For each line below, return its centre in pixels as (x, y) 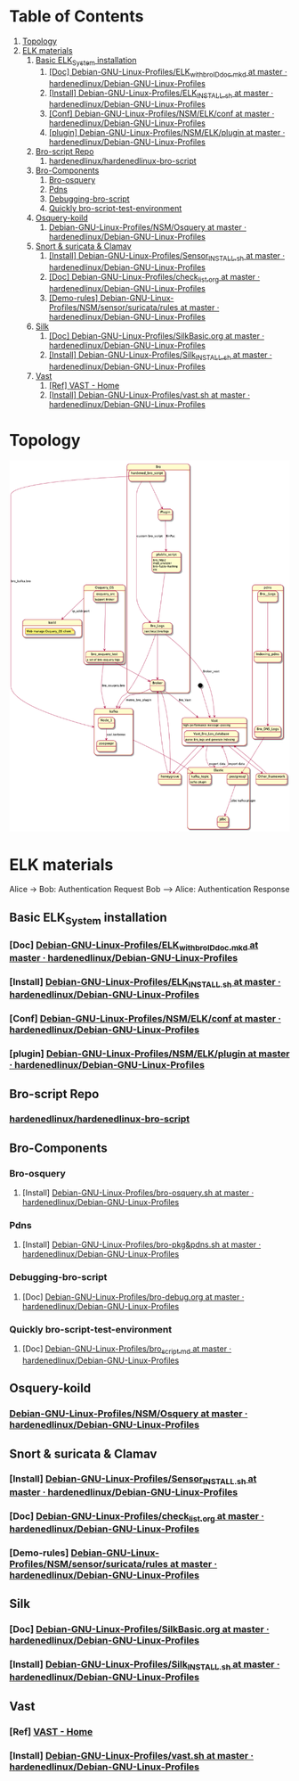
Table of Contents (77, 16)
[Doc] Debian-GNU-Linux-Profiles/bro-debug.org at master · (133, 1297)
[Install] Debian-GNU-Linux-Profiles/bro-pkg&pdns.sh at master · (141, 1244)
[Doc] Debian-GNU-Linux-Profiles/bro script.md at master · (127, 1350)
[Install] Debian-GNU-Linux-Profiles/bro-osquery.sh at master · (138, 1193)
